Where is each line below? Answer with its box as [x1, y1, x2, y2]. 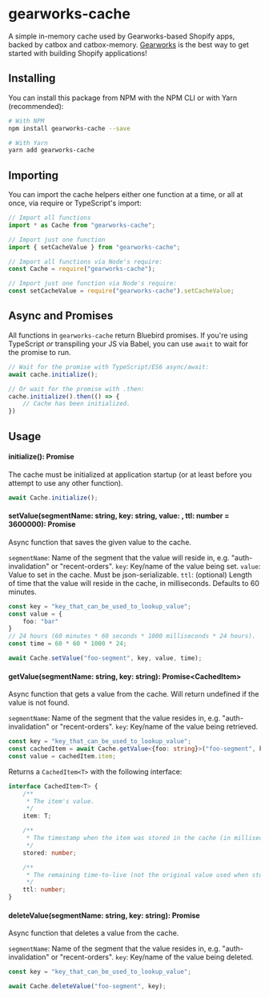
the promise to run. [8, 347, 71, 357]
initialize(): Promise [8, 452, 74, 462]
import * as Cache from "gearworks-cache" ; [8, 221, 156, 229]
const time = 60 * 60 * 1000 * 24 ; [8, 640, 127, 648]
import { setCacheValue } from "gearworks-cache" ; [8, 243, 181, 251]
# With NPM [8, 117, 45, 125]
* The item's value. [26, 797, 94, 806]
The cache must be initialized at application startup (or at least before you [8, 470, 252, 479]
